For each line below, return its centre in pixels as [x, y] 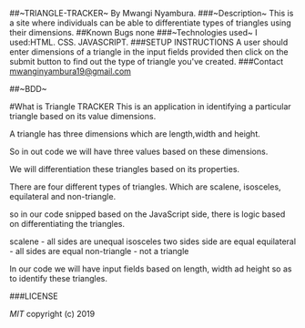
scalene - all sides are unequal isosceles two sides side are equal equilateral [153, 241]
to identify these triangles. [58, 278]
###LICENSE [34, 296]
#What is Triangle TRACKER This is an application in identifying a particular [150, 107]
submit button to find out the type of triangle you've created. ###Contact [147, 61]
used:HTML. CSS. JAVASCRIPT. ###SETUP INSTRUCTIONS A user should [149, 42]
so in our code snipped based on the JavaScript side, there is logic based [147, 214]
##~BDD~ [28, 89]
